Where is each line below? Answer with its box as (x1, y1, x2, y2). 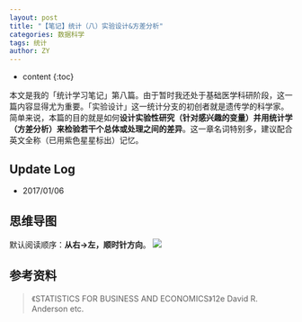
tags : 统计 (9, 38, 48, 48)
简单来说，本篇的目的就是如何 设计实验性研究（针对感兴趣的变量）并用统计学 (9, 112, 293, 123)
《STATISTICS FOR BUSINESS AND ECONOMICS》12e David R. (31, 293, 258, 304)
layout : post (9, 13, 58, 22)
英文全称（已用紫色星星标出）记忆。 (9, 135, 144, 146)
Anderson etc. (31, 303, 84, 314)
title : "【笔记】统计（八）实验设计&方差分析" (9, 22, 164, 31)
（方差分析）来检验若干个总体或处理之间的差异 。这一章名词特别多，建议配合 (9, 123, 293, 135)
